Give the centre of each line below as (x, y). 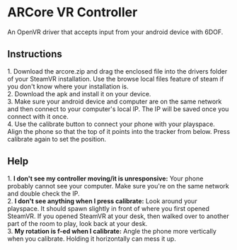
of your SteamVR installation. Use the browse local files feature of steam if (116, 79)
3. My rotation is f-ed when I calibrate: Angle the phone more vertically (112, 231)
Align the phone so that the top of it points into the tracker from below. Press (119, 131)
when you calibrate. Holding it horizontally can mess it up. (92, 239)
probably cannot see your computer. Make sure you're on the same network (118, 186)
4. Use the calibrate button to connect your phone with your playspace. (111, 124)
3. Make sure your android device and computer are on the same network (115, 101)
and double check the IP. (44, 193)
